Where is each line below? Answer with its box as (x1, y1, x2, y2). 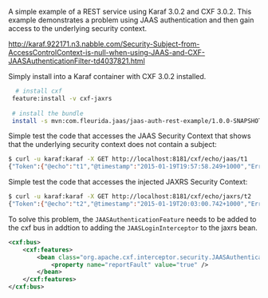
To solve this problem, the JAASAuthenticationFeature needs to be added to (8, 214, 257, 224)
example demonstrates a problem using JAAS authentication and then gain (8, 15, 254, 25)
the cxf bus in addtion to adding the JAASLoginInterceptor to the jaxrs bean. (8, 223, 258, 232)
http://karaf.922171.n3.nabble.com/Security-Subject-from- (8, 39, 200, 49)
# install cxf (15, 87, 62, 95)
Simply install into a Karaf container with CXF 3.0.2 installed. (8, 72, 207, 81)
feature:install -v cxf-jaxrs (11, 94, 112, 102)
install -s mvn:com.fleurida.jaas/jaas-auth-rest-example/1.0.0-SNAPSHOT (11, 117, 262, 125)
